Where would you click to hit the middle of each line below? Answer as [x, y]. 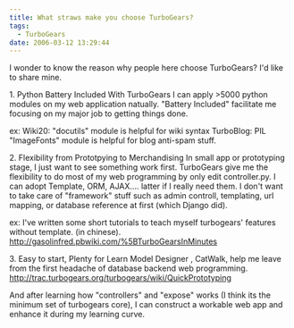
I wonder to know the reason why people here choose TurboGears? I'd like [147, 68]
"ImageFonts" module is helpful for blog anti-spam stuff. [113, 140]
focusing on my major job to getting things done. [99, 114]
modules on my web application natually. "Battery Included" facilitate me [143, 105]
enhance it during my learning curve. [77, 315]
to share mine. [36, 78]
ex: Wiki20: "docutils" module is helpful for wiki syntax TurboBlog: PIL [138, 131]
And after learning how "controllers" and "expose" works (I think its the [140, 295]
